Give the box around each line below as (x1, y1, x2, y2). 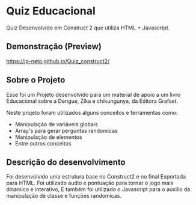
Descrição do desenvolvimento (6, 157, 126, 167)
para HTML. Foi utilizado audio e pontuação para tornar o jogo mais (6, 179, 174, 187)
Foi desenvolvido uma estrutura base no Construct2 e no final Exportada (6, 173, 186, 180)
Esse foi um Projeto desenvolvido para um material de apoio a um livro (6, 91, 181, 98)
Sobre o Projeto (6, 75, 66, 85)
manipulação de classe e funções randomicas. (6, 192, 122, 200)
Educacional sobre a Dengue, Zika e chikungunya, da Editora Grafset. (6, 97, 179, 105)
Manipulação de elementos (14, 133, 82, 141)
